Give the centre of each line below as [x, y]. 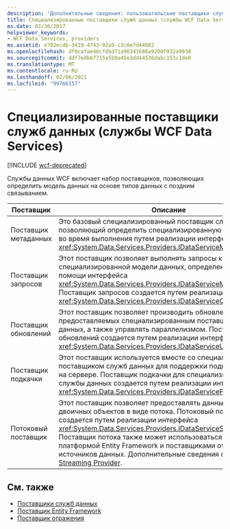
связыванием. [28, 193]
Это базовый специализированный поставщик [136, 222]
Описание [169, 210]
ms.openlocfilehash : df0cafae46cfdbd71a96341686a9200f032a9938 [99, 52]
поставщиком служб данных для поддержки [133, 366]
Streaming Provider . [90, 463]
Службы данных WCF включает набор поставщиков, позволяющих [105, 179]
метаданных [31, 239]
